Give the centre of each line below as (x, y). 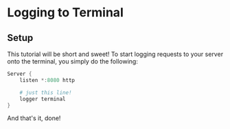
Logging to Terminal (65, 13)
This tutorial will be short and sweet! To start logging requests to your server (115, 54)
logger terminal (43, 99)
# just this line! (46, 92)
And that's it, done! (34, 118)
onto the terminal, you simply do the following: (73, 61)
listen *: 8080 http (47, 80)
